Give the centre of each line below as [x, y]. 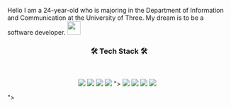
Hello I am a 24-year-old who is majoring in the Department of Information [116, 10]
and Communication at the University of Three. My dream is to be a [106, 18]
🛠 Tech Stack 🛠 [119, 51]
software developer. [36, 32]
